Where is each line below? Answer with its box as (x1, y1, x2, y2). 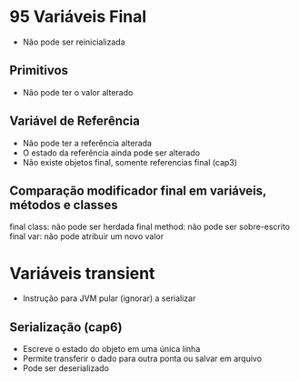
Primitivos (9, 63, 69, 78)
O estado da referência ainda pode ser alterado (22, 147, 201, 158)
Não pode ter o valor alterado (22, 86, 134, 97)
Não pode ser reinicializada (22, 36, 125, 47)
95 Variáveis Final (9, 6, 147, 27)
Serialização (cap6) (9, 319, 123, 335)
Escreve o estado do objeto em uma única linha (22, 344, 201, 355)
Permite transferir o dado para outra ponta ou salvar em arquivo (22, 353, 262, 365)
